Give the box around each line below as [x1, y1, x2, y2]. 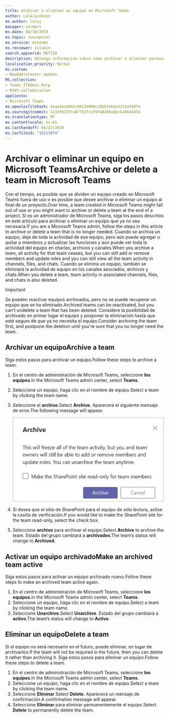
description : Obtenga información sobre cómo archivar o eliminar [5, 56, 147, 61]
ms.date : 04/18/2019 [5, 29, 49, 35]
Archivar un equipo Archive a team [5, 343, 115, 352]
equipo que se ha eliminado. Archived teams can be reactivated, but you [5, 302, 154, 308]
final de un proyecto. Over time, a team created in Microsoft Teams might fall [5, 202, 163, 208]
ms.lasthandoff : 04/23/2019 [5, 125, 64, 131]
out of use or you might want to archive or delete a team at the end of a [5, 207, 153, 213]
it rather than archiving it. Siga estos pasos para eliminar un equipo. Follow [5, 654, 158, 660]
